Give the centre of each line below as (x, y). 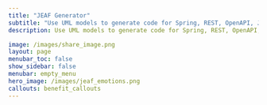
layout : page (30, 52)
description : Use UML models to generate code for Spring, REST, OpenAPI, (135, 30)
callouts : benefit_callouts (55, 88)
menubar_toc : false (41, 59)
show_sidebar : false (43, 67)
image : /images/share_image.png (62, 44)
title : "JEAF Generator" (49, 15)
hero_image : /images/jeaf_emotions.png (74, 81)
